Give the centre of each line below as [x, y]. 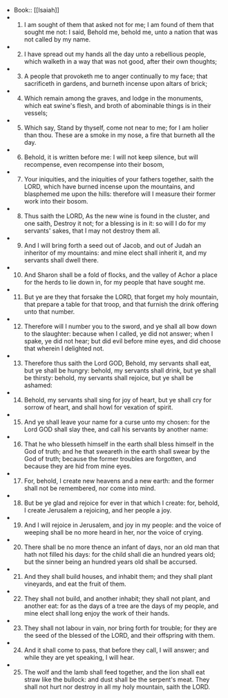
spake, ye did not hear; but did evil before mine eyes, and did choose [122, 341]
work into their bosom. [56, 201]
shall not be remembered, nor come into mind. [90, 488]
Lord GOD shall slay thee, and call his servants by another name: [116, 429]
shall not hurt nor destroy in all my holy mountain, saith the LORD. [117, 687]
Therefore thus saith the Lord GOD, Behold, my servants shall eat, [117, 363]
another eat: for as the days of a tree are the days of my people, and [121, 606]
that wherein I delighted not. [64, 348]
